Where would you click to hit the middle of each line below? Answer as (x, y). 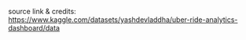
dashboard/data (34, 28)
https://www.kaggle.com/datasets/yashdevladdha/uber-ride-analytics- (123, 20)
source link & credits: (42, 11)
